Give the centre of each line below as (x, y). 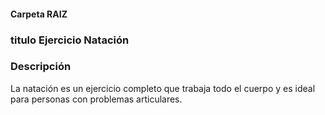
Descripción (41, 67)
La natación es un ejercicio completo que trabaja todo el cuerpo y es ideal (163, 88)
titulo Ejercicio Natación (70, 40)
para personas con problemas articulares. (96, 99)
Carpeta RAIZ (39, 14)
